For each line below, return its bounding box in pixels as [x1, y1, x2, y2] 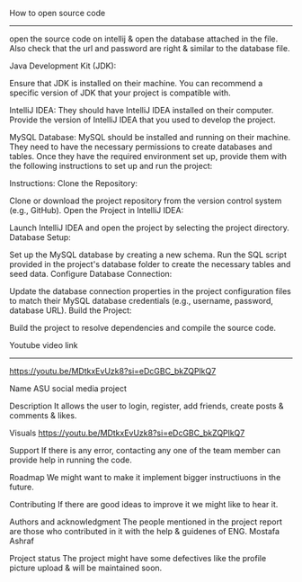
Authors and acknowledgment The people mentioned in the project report [9, 516, 283, 527]
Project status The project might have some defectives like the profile [9, 553, 267, 563]
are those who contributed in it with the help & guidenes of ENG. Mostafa [9, 526, 280, 536]
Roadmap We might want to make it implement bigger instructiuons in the [9, 472, 281, 482]
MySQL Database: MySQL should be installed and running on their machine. [9, 132, 291, 142]
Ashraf [9, 535, 34, 546]
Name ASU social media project [9, 383, 128, 394]
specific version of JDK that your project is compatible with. [9, 87, 231, 98]
